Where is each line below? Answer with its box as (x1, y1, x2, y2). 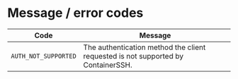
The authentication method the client (83, 42, 206, 52)
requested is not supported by (83, 51, 184, 61)
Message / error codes (7, 5, 144, 21)
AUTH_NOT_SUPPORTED (11, 51, 76, 60)
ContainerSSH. (83, 60, 132, 70)
